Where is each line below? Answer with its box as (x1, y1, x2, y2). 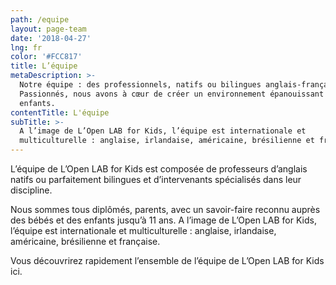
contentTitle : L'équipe (10, 107, 110, 118)
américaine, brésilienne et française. (10, 236, 161, 247)
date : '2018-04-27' (10, 33, 92, 43)
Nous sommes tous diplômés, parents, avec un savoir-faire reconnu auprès (10, 204, 321, 215)
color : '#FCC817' (10, 52, 83, 62)
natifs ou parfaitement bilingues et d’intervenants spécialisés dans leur (10, 174, 302, 185)
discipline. (10, 184, 53, 196)
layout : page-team (10, 24, 87, 34)
